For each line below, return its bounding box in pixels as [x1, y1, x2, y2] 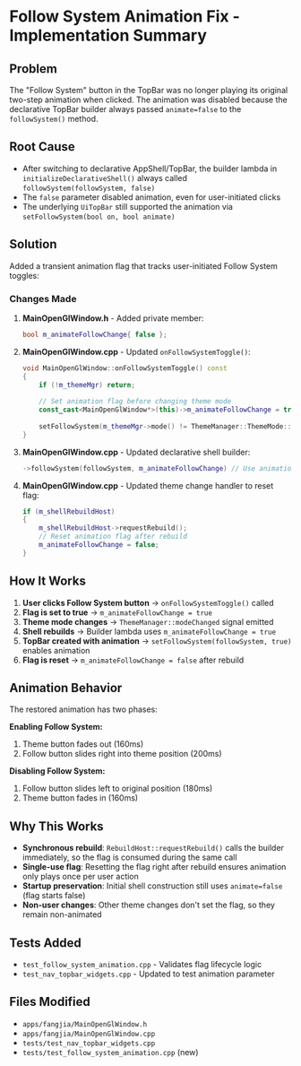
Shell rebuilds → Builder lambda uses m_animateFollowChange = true [21, 626, 276, 637]
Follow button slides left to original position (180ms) [21, 783, 213, 794]
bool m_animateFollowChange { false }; [21, 330, 168, 339]
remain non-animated [21, 909, 102, 920]
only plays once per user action [21, 871, 139, 882]
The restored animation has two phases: [9, 704, 159, 715]
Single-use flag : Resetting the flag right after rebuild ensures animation [21, 862, 287, 872]
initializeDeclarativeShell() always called [21, 172, 188, 183]
